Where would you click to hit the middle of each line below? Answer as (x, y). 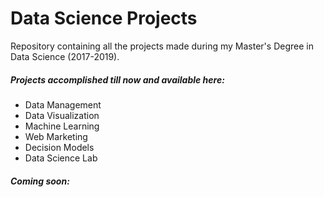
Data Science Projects (104, 18)
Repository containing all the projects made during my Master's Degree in (162, 46)
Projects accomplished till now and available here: (117, 79)
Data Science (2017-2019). (65, 56)
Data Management (63, 104)
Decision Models (59, 147)
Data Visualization (62, 115)
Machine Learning (62, 126)
